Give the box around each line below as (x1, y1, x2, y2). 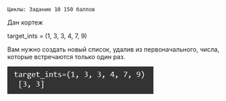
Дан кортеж (7, 18, 43, 26)
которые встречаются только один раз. (7, 53, 126, 61)
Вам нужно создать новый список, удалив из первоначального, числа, (7, 45, 220, 54)
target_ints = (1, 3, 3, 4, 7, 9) (7, 32, 87, 40)
